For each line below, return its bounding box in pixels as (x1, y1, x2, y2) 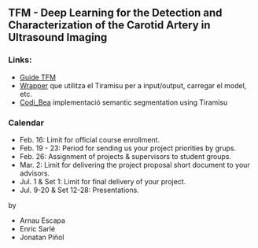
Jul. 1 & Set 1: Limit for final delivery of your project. (19, 176, 186, 186)
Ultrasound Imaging (8, 31, 108, 44)
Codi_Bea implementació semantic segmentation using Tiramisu (19, 98, 228, 107)
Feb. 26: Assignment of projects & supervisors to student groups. (19, 151, 232, 161)
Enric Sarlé (19, 224, 56, 233)
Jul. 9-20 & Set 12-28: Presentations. (19, 185, 139, 194)
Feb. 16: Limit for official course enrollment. (19, 135, 160, 144)
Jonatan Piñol (19, 232, 64, 242)
